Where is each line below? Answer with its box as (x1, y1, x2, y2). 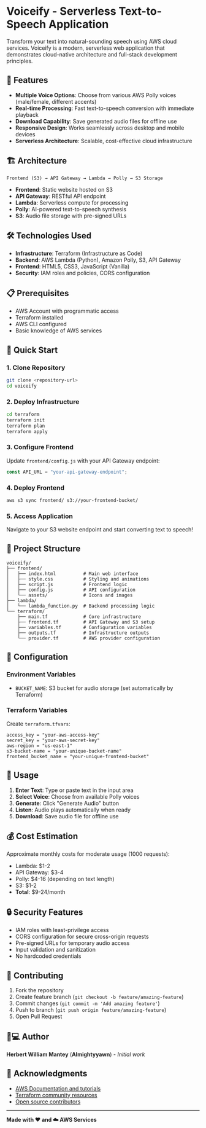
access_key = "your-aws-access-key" (6, 732, 100, 738)
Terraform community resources (15, 1091, 97, 1099)
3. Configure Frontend (6, 443, 74, 452)
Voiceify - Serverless (6, 4, 116, 18)
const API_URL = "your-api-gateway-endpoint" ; (6, 469, 128, 475)
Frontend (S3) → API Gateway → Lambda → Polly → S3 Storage (6, 175, 164, 181)
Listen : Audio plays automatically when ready (15, 806, 131, 813)
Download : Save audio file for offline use (15, 812, 119, 820)
